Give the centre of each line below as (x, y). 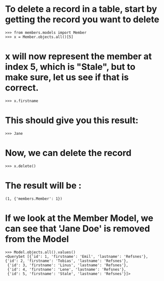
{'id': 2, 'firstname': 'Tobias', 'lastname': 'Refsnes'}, (67, 261)
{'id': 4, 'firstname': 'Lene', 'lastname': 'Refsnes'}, (67, 269)
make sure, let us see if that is (67, 78)
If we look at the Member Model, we (79, 218)
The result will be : (43, 185)
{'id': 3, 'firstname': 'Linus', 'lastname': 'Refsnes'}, (68, 265)
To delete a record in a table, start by (81, 9)
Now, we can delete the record (68, 153)
